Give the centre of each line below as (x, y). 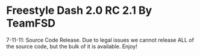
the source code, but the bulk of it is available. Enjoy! (72, 46)
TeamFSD (31, 23)
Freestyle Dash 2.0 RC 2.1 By (79, 11)
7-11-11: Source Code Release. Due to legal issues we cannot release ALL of (100, 40)
